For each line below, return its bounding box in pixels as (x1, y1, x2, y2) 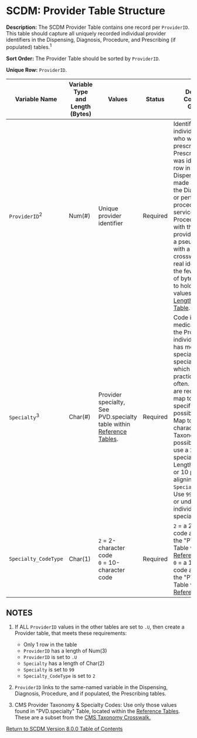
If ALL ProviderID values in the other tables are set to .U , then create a (14, 623, 185, 631)
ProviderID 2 (9, 211, 43, 220)
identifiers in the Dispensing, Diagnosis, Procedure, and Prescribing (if (6, 36, 176, 43)
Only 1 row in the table (23, 641, 77, 648)
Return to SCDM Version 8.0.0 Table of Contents (6, 726, 123, 733)
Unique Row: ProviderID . (6, 66, 67, 73)
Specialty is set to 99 (23, 666, 74, 673)
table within (98, 420, 131, 428)
